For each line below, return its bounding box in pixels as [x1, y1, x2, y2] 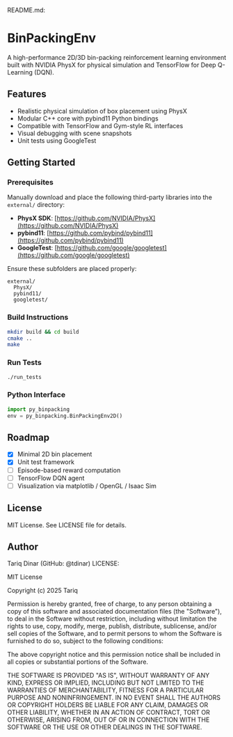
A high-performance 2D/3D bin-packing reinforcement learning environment [7, 53, 227, 61]
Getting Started [7, 157, 76, 169]
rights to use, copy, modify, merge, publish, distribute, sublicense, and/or [7, 622, 217, 630]
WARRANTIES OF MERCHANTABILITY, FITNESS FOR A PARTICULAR [7, 686, 204, 695]
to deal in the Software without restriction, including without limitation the [7, 614, 217, 623]
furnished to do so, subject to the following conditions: [7, 637, 163, 645]
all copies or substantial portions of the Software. [7, 658, 148, 666]
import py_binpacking [7, 405, 70, 413]
